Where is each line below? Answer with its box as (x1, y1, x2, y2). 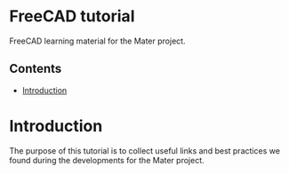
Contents (9, 61, 62, 76)
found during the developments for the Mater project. (9, 154, 205, 165)
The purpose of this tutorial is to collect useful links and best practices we (9, 145, 280, 156)
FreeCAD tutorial (9, 6, 135, 27)
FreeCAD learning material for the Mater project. (9, 36, 186, 46)
